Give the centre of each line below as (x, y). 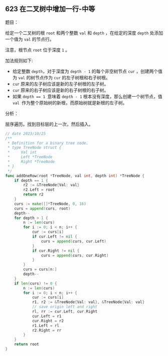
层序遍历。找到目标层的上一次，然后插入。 (49, 124)
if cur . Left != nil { (55, 237)
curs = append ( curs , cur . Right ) (75, 255)
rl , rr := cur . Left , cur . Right (65, 312)
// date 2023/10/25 (26, 133)
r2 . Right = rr (47, 330)
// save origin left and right (65, 307)
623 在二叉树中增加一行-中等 (50, 9)
